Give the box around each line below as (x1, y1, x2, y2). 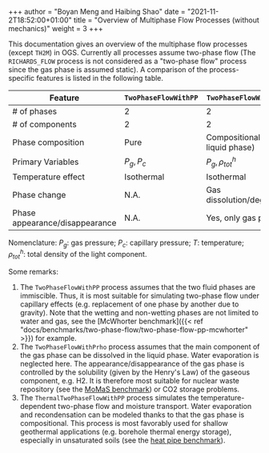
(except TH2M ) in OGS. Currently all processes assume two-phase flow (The (8, 48, 256, 57)
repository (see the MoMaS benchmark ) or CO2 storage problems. (19, 384, 240, 394)
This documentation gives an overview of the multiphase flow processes (8, 39, 248, 49)
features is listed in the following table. (36, 74, 164, 82)
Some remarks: (8, 267, 58, 276)
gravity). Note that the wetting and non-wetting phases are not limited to (19, 307, 259, 317)
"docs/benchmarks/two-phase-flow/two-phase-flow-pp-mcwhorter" (19, 324, 249, 335)
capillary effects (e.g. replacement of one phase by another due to (19, 299, 239, 309)
